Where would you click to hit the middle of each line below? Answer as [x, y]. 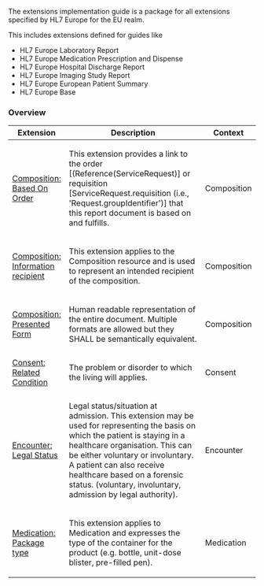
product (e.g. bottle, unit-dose [125, 553]
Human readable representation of [132, 310]
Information [33, 266]
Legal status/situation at [113, 406]
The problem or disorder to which [130, 368]
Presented [31, 325]
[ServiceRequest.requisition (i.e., [129, 194]
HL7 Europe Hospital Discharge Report [82, 67]
